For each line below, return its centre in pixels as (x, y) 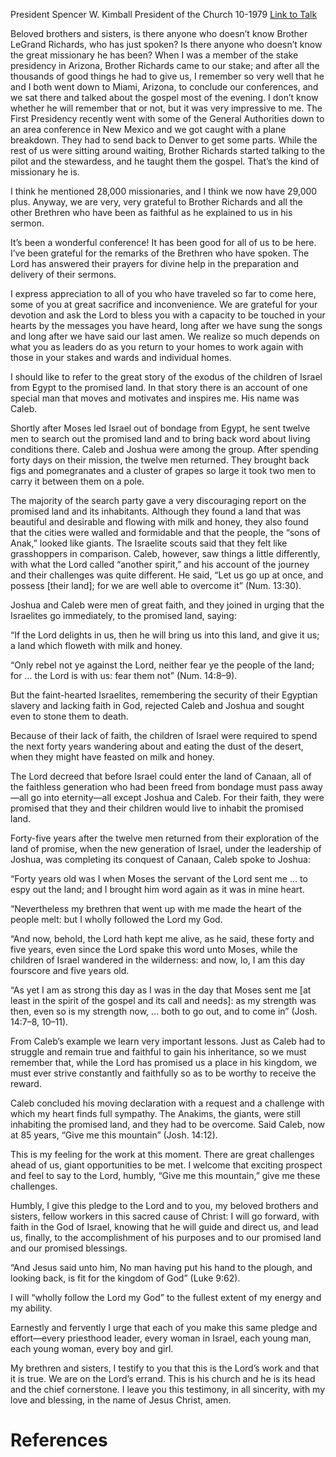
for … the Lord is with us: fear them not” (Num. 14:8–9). (124, 675)
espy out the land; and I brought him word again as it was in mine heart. (157, 889)
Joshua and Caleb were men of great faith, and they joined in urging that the (167, 605)
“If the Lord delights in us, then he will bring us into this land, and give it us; (165, 635)
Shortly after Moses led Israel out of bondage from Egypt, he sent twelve (160, 428)
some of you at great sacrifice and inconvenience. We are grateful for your (164, 304)
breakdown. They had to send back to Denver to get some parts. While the (164, 140)
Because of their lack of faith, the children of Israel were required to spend (164, 735)
